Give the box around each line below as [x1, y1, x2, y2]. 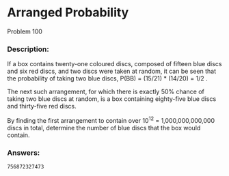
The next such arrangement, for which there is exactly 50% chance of [7, 87, 205, 96]
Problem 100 [7, 27, 43, 35]
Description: [7, 44, 49, 54]
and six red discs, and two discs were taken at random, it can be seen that [7, 67, 217, 76]
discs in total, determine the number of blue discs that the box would [7, 123, 201, 132]
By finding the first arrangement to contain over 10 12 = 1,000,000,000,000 [7, 115, 215, 124]
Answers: [7, 148, 40, 158]
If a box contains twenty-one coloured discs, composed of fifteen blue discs [7, 60, 222, 68]
